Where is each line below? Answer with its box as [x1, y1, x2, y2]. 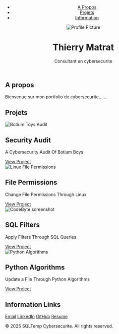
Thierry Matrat [53, 42, 114, 53]
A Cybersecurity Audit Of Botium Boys [5, 149, 83, 155]
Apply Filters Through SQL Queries [5, 234, 77, 240]
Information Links [5, 300, 61, 309]
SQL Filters [5, 221, 40, 229]
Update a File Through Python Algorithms [5, 276, 90, 282]
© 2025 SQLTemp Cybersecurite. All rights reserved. [5, 323, 113, 329]
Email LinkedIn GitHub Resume [5, 314, 68, 320]
